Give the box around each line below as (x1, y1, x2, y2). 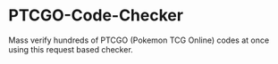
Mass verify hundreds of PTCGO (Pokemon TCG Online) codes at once (8, 35, 270, 45)
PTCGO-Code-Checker (8, 5, 184, 26)
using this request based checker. (8, 44, 133, 54)
